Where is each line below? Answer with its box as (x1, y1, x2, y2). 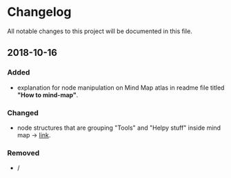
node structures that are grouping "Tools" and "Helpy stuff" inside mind (17, 123, 221, 132)
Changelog (7, 4, 72, 20)
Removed (7, 148, 40, 157)
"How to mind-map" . (17, 90, 79, 99)
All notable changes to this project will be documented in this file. (7, 27, 193, 35)
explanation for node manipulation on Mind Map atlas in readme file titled (17, 83, 225, 92)
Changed (7, 108, 39, 117)
